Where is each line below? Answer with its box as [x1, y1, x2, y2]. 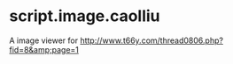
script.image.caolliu [9, 6, 161, 26]
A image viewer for [9, 35, 78, 46]
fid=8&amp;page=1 [9, 44, 80, 54]
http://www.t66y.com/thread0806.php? [79, 35, 224, 46]
